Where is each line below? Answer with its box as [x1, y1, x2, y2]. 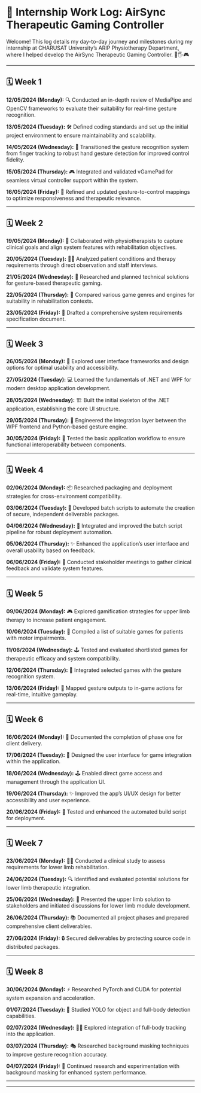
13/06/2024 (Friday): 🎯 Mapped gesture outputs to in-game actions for [6, 684, 183, 692]
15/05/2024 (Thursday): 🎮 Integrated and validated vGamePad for [6, 168, 173, 175]
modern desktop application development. [6, 385, 111, 392]
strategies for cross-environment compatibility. [6, 493, 122, 500]
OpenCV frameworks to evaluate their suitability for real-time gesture [6, 105, 177, 112]
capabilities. [6, 1012, 36, 1019]
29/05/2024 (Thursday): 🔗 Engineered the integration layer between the [6, 417, 187, 424]
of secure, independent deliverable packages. [6, 511, 120, 518]
